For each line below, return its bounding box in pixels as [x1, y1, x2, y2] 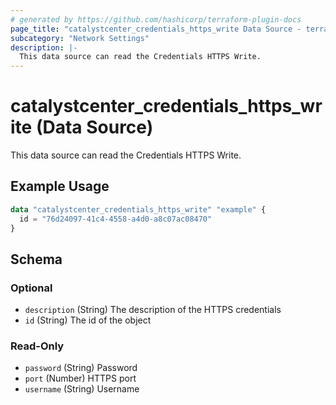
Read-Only [10, 339, 65, 353]
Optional [10, 281, 53, 295]
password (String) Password [24, 362, 138, 374]
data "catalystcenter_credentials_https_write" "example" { [10, 204, 267, 215]
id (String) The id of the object [24, 314, 152, 326]
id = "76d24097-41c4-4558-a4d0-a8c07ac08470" [19, 214, 213, 224]
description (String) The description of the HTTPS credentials [24, 304, 282, 316]
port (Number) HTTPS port [24, 372, 137, 385]
